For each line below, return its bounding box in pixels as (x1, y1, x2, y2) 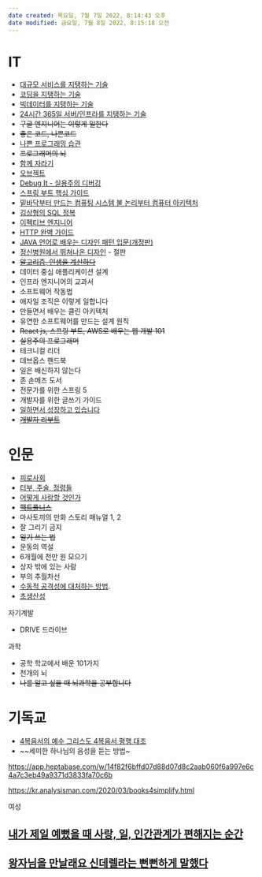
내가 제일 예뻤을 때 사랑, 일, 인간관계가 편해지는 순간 (8, 827, 244, 841)
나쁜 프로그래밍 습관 (19, 139, 81, 148)
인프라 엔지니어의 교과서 (19, 277, 94, 286)
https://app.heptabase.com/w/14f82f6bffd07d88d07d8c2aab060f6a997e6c (8, 762, 254, 771)
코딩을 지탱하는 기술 (19, 90, 81, 99)
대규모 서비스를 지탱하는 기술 (19, 80, 109, 89)
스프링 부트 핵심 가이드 (19, 188, 90, 198)
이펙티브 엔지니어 (19, 218, 73, 227)
